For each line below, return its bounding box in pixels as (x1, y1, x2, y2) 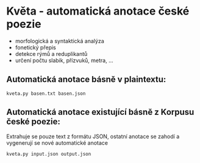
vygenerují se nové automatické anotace (6, 139, 109, 147)
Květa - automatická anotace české (6, 4, 190, 18)
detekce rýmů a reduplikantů (15, 50, 88, 57)
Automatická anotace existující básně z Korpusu (6, 107, 195, 117)
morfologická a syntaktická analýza (15, 37, 105, 44)
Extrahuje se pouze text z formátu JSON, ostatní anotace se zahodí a (6, 133, 180, 140)
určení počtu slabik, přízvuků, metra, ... (15, 57, 114, 64)
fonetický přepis (15, 44, 56, 51)
